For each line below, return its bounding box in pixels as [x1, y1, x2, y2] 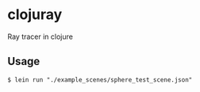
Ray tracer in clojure [7, 32, 73, 41]
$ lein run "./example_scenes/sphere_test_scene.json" [7, 75, 193, 84]
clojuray [7, 6, 63, 24]
